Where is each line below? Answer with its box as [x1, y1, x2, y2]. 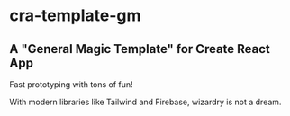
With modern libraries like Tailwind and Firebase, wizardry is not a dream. [9, 96, 282, 107]
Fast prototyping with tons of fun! [9, 79, 133, 90]
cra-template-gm [9, 5, 141, 26]
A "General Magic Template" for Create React [9, 41, 270, 57]
